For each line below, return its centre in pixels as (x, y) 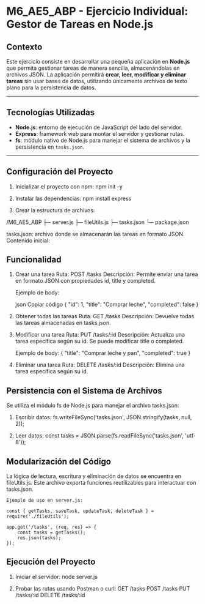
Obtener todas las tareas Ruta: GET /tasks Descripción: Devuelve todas (105, 316)
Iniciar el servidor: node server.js (56, 576)
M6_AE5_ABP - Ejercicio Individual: (97, 11)
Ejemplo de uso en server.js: (45, 501)
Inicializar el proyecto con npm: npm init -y (69, 186)
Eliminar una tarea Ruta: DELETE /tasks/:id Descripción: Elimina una (100, 365)
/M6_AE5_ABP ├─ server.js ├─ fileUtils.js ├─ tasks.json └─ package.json (98, 222)
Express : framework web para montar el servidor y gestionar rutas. (100, 133)
